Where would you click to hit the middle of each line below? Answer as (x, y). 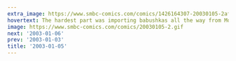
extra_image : (26, 14)
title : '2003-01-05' (38, 46)
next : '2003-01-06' (36, 33)
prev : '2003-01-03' (36, 40)
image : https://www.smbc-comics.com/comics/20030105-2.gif (96, 27)
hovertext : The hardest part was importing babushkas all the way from (114, 20)
